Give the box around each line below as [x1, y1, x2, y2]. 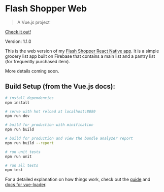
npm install [5, 100, 30, 105]
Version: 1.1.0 [5, 38, 32, 44]
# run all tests [5, 163, 38, 168]
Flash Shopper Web [5, 3, 87, 14]
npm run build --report [5, 140, 54, 146]
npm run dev [5, 114, 30, 118]
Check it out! [5, 29, 31, 35]
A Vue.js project [17, 19, 50, 25]
